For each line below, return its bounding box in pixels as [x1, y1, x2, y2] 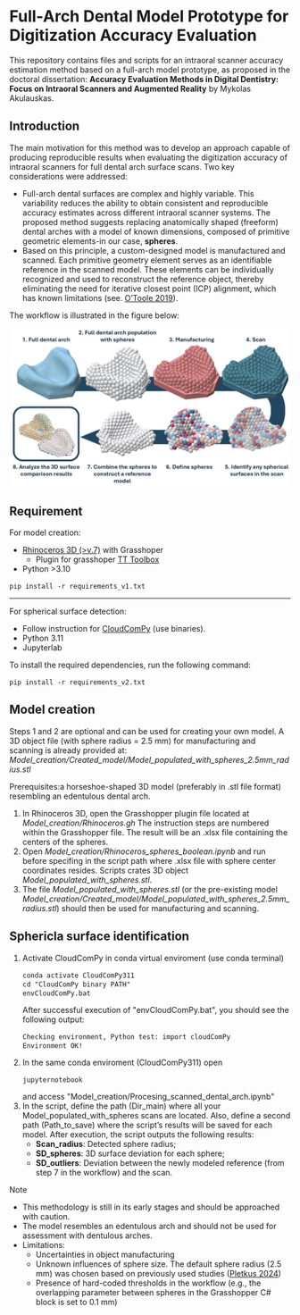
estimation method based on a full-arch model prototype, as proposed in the [9, 64, 291, 75]
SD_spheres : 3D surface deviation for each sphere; [35, 1148, 225, 1159]
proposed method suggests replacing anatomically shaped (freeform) [21, 216, 279, 227]
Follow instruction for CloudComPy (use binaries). [21, 624, 206, 634]
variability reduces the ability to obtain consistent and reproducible [21, 197, 269, 208]
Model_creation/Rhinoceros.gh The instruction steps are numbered [21, 817, 270, 828]
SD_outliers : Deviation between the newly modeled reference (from [35, 1157, 285, 1168]
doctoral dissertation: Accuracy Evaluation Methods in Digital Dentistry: [9, 73, 279, 84]
